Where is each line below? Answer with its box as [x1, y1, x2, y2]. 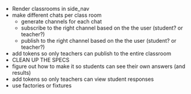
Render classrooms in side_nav [11, 5, 90, 12]
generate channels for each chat [20, 18, 102, 25]
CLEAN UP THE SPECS [11, 57, 70, 63]
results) [11, 69, 31, 76]
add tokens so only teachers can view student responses [11, 75, 154, 83]
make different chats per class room [11, 11, 102, 19]
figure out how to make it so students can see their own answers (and [11, 63, 186, 70]
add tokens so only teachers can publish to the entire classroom [11, 50, 172, 57]
